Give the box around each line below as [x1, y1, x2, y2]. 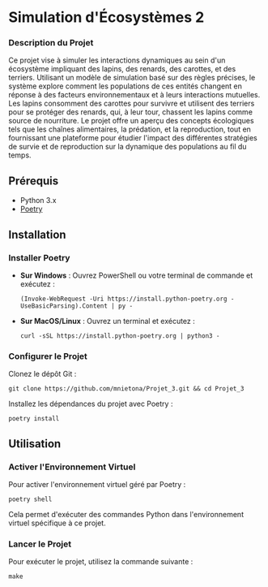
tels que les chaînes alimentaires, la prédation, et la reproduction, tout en [8, 124, 251, 134]
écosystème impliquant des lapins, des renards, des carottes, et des [8, 64, 236, 74]
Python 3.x [19, 196, 57, 205]
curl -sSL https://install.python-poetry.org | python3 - [19, 331, 220, 340]
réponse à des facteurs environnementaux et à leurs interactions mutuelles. [8, 90, 261, 100]
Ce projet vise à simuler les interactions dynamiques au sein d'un [8, 55, 226, 65]
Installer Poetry [8, 252, 70, 263]
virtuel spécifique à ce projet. [8, 518, 107, 528]
